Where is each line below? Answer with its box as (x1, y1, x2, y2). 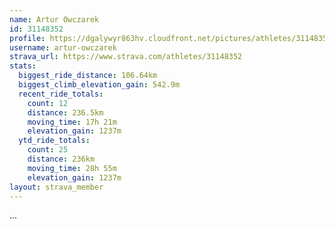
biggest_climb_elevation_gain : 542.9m (18, 80, 181, 90)
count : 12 (27, 98, 69, 108)
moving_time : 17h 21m (27, 117, 117, 127)
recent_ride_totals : (18, 89, 104, 99)
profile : (9, 33, 46, 43)
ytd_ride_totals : (18, 136, 91, 146)
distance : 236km (27, 154, 96, 164)
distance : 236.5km (27, 107, 104, 118)
